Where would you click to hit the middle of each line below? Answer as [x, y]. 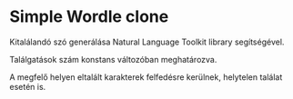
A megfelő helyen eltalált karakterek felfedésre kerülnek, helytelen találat [146, 77]
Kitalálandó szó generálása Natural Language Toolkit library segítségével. [147, 42]
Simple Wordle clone [89, 17]
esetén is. [28, 86]
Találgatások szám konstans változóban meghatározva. [113, 59]
